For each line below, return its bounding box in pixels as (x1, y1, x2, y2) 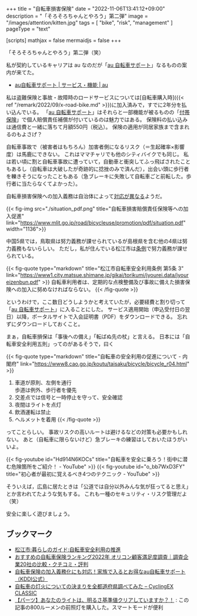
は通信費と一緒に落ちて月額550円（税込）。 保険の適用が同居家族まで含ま (6, 123, 185, 130)
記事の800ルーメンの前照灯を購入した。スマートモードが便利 (14, 604, 163, 611)
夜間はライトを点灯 (14, 401, 62, 408)
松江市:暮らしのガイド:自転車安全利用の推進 (14, 546, 121, 553)
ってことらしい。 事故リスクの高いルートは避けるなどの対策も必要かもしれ (6, 429, 188, 435)
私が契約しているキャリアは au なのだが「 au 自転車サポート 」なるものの (6, 61, 182, 68)
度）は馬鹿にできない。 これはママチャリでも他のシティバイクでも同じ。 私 (6, 151, 189, 157)
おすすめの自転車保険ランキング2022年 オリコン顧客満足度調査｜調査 (14, 553, 183, 560)
